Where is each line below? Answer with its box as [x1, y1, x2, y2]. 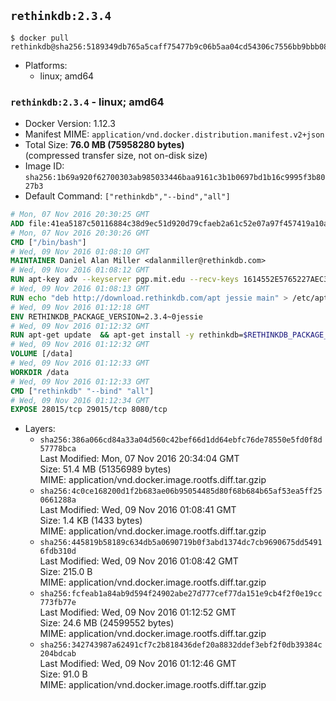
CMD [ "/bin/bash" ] [10, 237, 87, 247]
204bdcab [39, 649, 77, 659]
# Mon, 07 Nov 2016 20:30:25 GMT [10, 210, 150, 220]
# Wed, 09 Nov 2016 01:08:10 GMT [10, 246, 150, 257]
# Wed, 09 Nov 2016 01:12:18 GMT [10, 302, 150, 312]
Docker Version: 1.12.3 [24, 118, 116, 130]
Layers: [24, 423, 56, 435]
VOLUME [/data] [10, 349, 74, 359]
